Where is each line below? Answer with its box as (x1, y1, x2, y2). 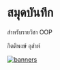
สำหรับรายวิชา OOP (7, 27, 52, 36)
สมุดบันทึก (7, 5, 54, 21)
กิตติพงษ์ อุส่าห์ (7, 41, 41, 49)
